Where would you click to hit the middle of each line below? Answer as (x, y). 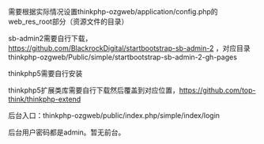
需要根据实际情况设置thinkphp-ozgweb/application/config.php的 (113, 11)
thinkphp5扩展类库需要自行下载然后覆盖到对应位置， (94, 90)
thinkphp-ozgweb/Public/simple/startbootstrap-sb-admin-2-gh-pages (123, 57)
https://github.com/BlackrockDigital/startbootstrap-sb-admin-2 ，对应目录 (129, 48)
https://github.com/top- (217, 90)
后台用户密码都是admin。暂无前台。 (67, 132)
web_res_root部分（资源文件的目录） (68, 21)
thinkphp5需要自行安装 (45, 73)
